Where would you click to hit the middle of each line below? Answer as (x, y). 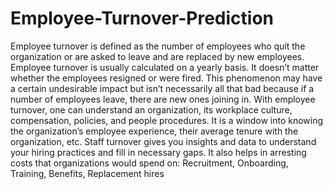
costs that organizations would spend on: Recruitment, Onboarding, (149, 163)
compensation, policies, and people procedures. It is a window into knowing (167, 120)
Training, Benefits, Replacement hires (87, 173)
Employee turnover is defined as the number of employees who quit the (158, 46)
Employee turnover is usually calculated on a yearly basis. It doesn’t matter (165, 67)
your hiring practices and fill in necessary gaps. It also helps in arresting (158, 152)
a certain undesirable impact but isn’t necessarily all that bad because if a (162, 88)
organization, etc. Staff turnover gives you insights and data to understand (163, 141)
